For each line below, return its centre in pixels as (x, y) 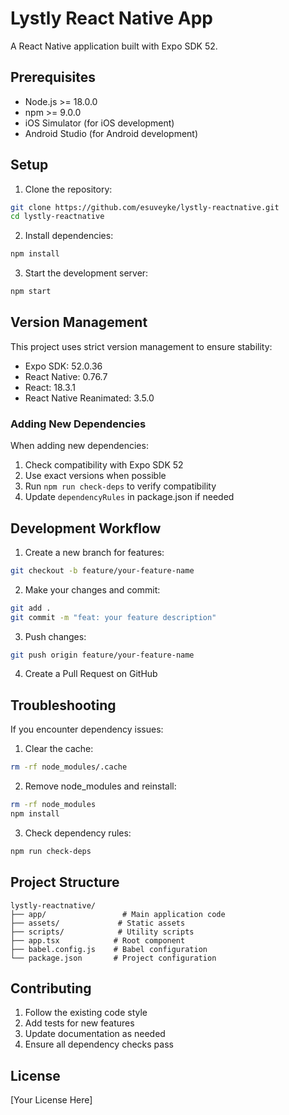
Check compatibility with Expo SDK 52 (104, 465)
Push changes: (55, 636)
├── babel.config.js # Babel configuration (109, 949)
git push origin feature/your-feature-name (102, 655)
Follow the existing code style (86, 1013)
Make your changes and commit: (92, 589)
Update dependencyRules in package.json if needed (129, 497)
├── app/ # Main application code (118, 914)
